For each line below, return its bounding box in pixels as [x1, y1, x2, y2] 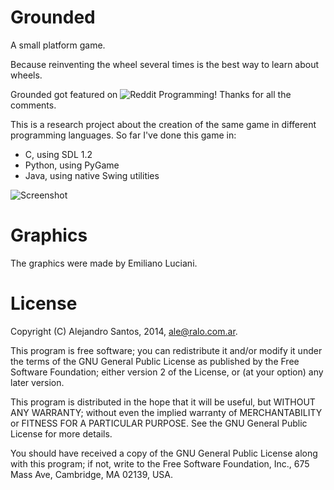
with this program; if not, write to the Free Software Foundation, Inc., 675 [10, 457, 310, 470]
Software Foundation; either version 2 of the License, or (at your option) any [10, 366, 324, 378]
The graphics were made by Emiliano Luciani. [10, 257, 198, 269]
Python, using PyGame [24, 159, 120, 171]
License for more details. [10, 427, 113, 440]
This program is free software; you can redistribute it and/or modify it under [10, 344, 323, 356]
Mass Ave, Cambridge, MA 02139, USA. [10, 468, 174, 480]
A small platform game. [10, 39, 106, 51]
